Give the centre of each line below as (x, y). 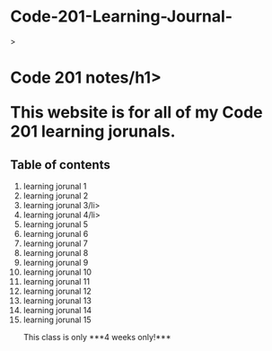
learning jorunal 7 (56, 243)
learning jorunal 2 (56, 196)
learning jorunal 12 (57, 291)
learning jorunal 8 (56, 252)
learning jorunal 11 (57, 281)
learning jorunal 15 (57, 320)
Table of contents (60, 165)
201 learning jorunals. (93, 132)
